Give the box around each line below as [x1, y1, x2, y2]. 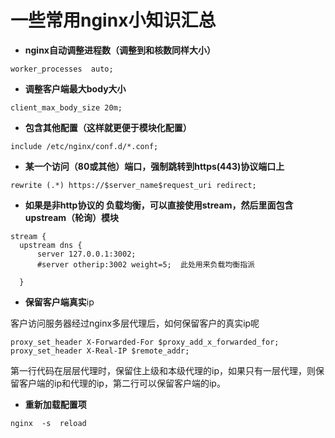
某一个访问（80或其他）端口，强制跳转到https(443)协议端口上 [24, 160, 285, 172]
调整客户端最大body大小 [24, 82, 127, 95]
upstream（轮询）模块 [24, 211, 120, 223]
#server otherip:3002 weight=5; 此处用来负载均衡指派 [36, 259, 255, 270]
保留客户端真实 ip [24, 296, 95, 308]
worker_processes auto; [10, 64, 114, 74]
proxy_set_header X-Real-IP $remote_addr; [10, 346, 190, 356]
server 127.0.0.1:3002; [36, 249, 137, 259]
